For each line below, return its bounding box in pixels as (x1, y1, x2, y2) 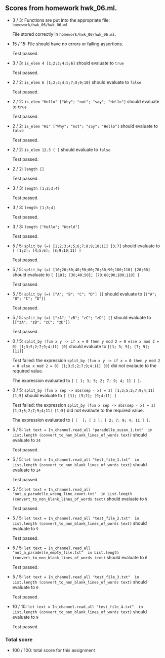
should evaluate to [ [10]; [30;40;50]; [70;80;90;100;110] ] (12, 272, 140, 278)
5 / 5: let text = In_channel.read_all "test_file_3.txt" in (12, 574, 139, 580)
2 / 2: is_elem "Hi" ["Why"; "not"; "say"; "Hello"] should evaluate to (12, 123, 158, 129)
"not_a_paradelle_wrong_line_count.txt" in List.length (12, 491, 132, 496)
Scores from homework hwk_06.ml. (5, 4, 117, 12)
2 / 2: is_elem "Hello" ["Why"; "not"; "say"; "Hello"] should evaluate (12, 98, 160, 104)
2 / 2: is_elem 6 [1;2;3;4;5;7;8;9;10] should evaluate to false (12, 79, 142, 85)
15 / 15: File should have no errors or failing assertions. (12, 41, 124, 47)
